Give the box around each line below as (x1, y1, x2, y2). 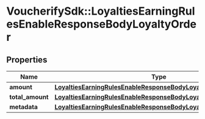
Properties (6, 54, 48, 65)
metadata (9, 103, 38, 111)
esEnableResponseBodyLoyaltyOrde (6, 17, 197, 31)
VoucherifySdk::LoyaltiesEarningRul (6, 4, 195, 18)
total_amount (9, 93, 49, 101)
